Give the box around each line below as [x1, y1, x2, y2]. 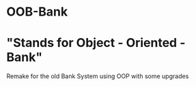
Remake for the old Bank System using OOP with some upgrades [6, 72, 189, 80]
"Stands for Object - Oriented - [6, 35, 186, 51]
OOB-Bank [6, 4, 68, 20]
